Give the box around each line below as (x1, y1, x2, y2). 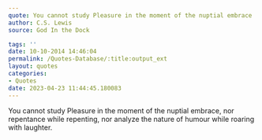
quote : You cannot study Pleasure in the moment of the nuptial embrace (8, 11, 253, 20)
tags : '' (8, 40, 37, 48)
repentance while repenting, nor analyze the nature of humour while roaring (8, 114, 255, 123)
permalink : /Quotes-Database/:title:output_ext (8, 55, 168, 63)
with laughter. (8, 123, 53, 132)
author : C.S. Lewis (8, 19, 73, 27)
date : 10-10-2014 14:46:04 (8, 48, 97, 56)
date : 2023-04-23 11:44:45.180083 (8, 84, 122, 92)
